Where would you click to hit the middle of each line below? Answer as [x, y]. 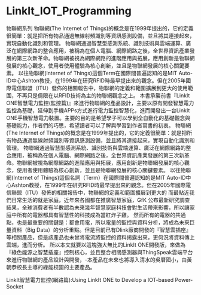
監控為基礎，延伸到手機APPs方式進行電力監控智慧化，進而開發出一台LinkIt [98, 110]
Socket [15, 286]
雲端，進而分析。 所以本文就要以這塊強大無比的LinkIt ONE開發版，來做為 [96, 245]
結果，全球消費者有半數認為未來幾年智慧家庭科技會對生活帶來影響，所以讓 [98, 207]
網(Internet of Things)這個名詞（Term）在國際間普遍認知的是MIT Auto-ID [96, 177]
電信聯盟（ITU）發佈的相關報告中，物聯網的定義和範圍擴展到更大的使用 [100, 88]
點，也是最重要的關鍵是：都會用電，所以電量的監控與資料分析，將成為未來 [98, 222]
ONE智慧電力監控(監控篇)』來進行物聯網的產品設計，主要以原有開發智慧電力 [100, 103]
